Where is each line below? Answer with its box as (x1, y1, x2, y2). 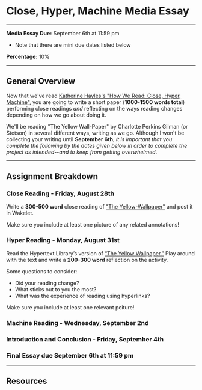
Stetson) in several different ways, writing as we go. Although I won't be (6, 129, 185, 136)
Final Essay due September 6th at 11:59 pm (6, 351, 134, 359)
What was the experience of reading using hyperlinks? (14, 292, 150, 299)
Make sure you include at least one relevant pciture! (6, 303, 135, 311)
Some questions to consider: (6, 267, 78, 275)
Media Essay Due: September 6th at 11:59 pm (6, 29, 120, 37)
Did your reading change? (14, 279, 79, 287)
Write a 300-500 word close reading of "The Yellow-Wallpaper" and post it (6, 203, 193, 210)
